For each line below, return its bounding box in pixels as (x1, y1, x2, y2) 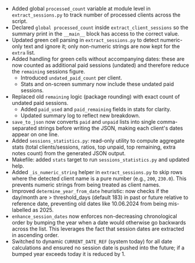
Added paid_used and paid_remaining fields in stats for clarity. (20, 106, 171, 113)
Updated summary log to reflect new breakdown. (20, 112, 141, 119)
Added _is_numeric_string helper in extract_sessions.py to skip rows (11, 169, 183, 175)
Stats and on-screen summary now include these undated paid (20, 81, 174, 88)
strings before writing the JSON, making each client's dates (38, 124, 183, 131)
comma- (157, 118, 178, 125)
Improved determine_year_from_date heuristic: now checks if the (11, 188, 169, 194)
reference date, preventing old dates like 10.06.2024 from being (11, 200, 167, 207)
